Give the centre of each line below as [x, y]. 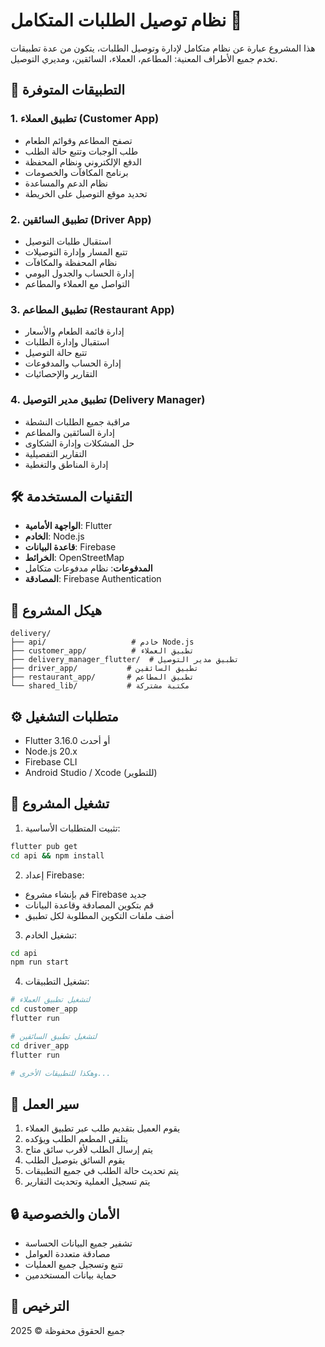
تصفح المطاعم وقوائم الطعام [78, 140]
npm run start [40, 962]
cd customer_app [44, 1009]
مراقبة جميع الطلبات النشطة [77, 421]
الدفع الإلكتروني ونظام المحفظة [83, 161]
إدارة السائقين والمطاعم [69, 432]
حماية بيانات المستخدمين [70, 1275]
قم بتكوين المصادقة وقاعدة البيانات [89, 905]
